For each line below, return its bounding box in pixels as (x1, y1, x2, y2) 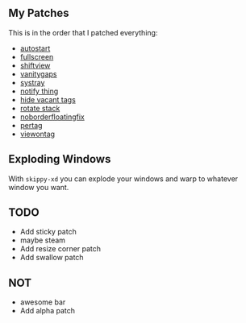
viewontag (19, 129, 55, 139)
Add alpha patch (19, 306, 75, 316)
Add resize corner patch (19, 244, 101, 254)
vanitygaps (19, 68, 57, 79)
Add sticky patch (19, 227, 77, 237)
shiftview (19, 60, 51, 70)
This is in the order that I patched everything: (8, 27, 158, 37)
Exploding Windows (8, 152, 111, 166)
